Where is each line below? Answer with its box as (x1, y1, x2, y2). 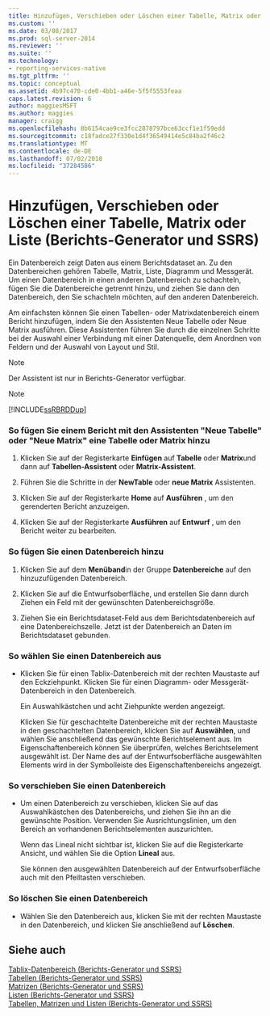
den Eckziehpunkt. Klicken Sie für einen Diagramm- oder (19, 677, 210, 686)
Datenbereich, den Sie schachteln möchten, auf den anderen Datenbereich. (8, 292, 260, 302)
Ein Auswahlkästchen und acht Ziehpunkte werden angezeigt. (19, 701, 226, 711)
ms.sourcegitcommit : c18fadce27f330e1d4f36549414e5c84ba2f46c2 (8, 132, 226, 140)
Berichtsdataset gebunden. (19, 630, 110, 640)
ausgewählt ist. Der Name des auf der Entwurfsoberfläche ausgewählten (19, 751, 262, 761)
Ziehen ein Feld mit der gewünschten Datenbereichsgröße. (19, 597, 216, 607)
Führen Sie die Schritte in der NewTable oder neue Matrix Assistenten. (19, 477, 256, 487)
